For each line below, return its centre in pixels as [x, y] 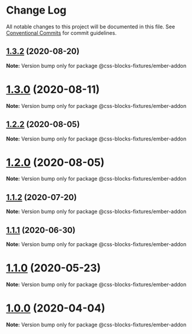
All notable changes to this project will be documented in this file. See [91, 27]
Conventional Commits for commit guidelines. [61, 32]
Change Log [36, 10]
